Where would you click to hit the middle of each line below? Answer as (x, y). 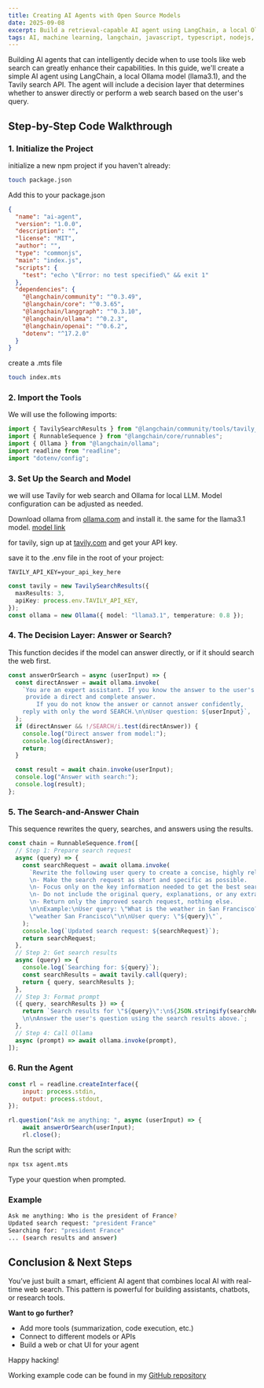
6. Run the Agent (40, 1068)
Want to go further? (41, 1313)
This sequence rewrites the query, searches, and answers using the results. (131, 829)
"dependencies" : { (46, 290)
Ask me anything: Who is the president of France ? (93, 1216)
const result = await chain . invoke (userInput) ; (95, 770)
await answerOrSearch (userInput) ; (79, 1128)
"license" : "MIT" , (46, 239)
